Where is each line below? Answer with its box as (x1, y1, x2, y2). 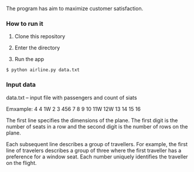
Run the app (14, 56, 45, 63)
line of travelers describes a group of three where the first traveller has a (6, 147, 182, 154)
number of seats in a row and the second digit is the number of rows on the (6, 123, 188, 130)
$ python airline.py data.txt (6, 67, 80, 73)
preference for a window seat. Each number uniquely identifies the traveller (6, 153, 189, 160)
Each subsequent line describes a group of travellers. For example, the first (6, 140, 188, 147)
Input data (6, 80, 36, 89)
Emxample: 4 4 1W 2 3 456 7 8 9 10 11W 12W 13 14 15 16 (6, 105, 141, 112)
